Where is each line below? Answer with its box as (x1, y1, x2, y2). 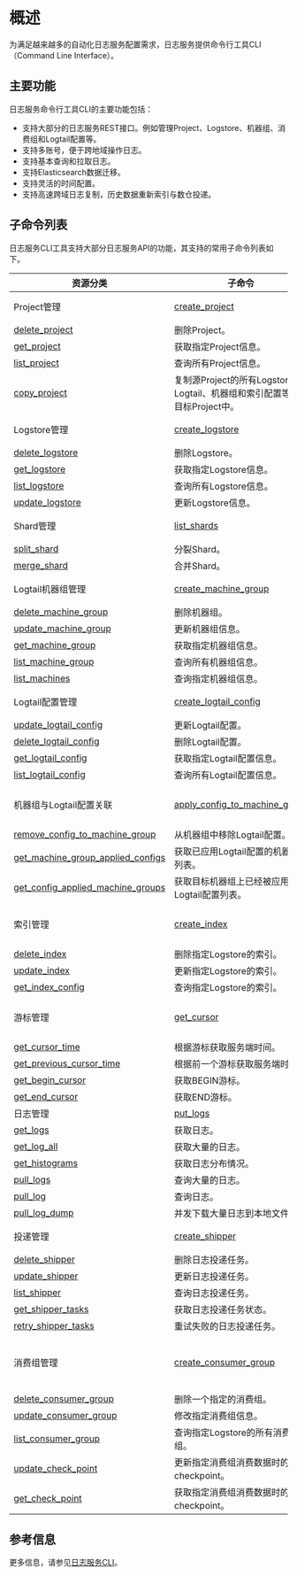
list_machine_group (13, 655, 95, 668)
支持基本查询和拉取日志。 (21, 156, 116, 166)
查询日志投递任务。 (173, 1286, 255, 1299)
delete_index (13, 947, 67, 960)
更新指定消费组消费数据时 (173, 1456, 281, 1468)
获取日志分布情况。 (173, 1157, 255, 1170)
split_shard (13, 542, 59, 554)
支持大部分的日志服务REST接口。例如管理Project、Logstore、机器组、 (21, 122, 278, 133)
